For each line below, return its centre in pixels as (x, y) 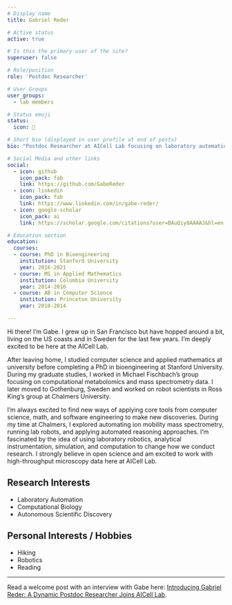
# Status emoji (29, 115)
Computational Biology (50, 507)
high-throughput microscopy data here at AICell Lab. (82, 461)
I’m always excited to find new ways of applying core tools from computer (112, 410)
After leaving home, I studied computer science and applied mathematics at (115, 359)
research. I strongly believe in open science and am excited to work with (110, 454)
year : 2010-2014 (43, 306)
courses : (26, 248)
